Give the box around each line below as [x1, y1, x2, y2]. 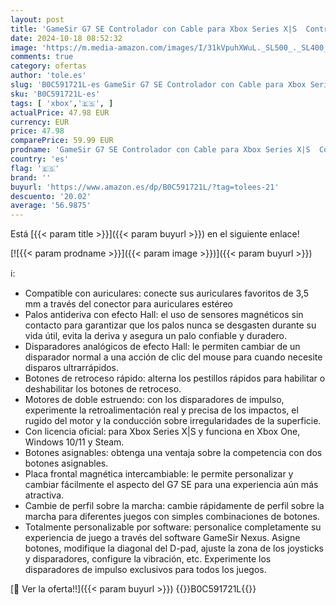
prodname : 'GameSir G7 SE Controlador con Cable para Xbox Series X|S [10, 145, 311, 155]
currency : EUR [10, 117, 70, 127]
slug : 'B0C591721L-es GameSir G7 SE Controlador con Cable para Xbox [10, 80, 307, 90]
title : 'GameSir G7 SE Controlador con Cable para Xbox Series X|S [10, 24, 298, 34]
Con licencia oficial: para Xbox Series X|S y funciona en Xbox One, [24, 426, 301, 438]
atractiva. [24, 489, 65, 501]
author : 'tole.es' [10, 71, 87, 81]
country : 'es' [10, 154, 70, 164]
